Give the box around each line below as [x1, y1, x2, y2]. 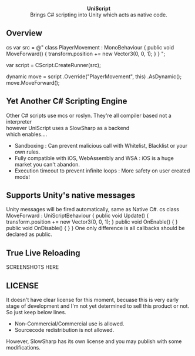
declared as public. [6, 231, 53, 238]
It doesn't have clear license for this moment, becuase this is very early [6, 297, 179, 304]
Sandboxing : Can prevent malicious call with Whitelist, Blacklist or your [14, 142, 188, 149]
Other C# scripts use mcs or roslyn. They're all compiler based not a [6, 112, 172, 119]
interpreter [6, 118, 32, 125]
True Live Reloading [6, 248, 80, 258]
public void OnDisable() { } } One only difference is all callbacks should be [6, 225, 185, 232]
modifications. [6, 344, 41, 351]
